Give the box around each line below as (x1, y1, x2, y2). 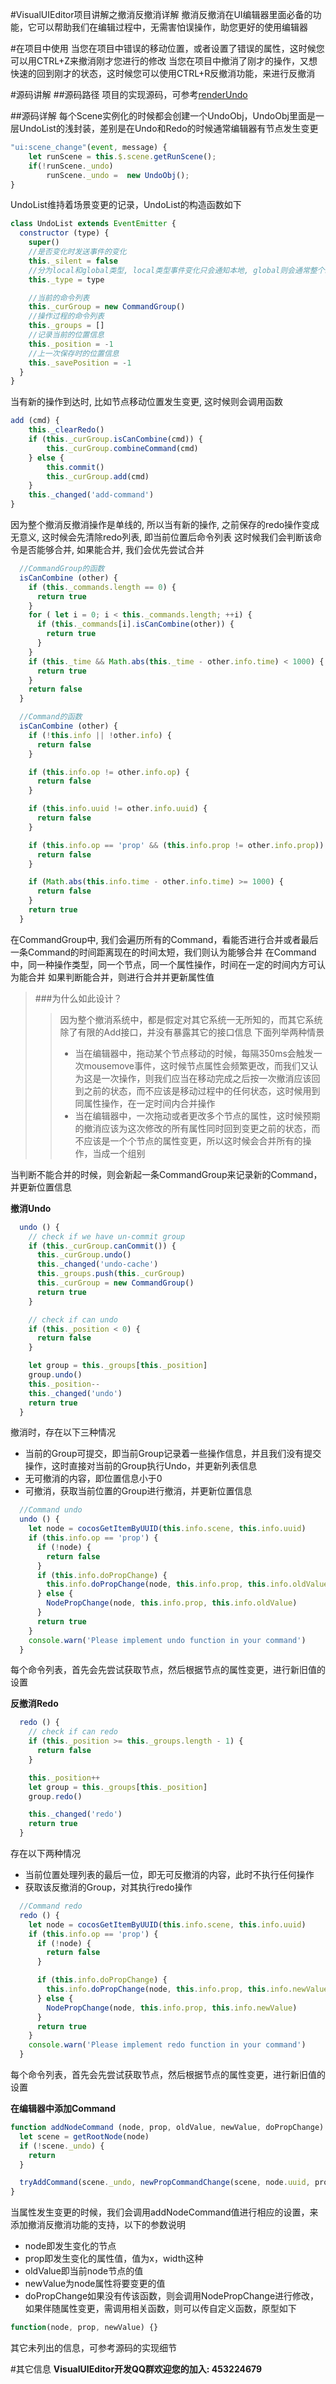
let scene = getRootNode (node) (19, 2131, 150, 2142)
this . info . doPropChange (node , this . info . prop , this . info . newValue (46, 1984, 329, 1994)
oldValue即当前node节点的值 (24, 2265, 144, 2277)
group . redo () (28, 1791, 83, 1802)
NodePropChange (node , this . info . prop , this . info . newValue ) (46, 2003, 298, 2013)
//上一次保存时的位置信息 (28, 348, 120, 358)
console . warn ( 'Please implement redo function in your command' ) (28, 2040, 307, 2050)
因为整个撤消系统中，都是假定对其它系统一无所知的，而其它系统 (59, 1013, 323, 1025)
